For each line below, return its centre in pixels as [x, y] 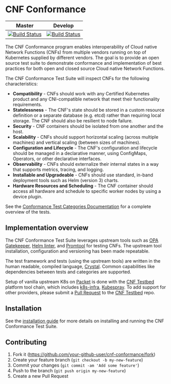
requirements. [27, 104]
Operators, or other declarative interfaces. [57, 159]
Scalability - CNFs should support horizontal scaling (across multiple [86, 137]
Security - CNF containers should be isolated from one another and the [88, 126]
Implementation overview [47, 228]
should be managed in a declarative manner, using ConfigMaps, [80, 153]
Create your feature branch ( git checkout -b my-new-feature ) [78, 360]
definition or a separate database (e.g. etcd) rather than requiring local [87, 115]
